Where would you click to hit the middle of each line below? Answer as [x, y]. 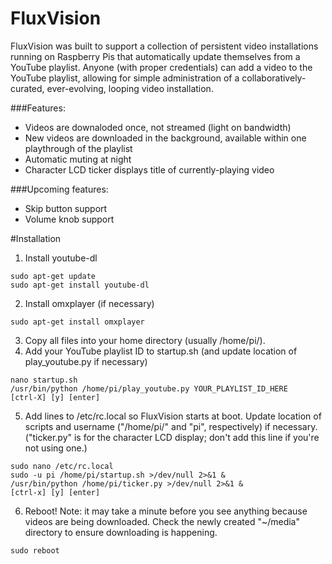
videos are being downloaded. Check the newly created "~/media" [162, 521]
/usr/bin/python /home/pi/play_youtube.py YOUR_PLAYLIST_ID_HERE [149, 388]
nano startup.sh [44, 380]
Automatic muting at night [78, 159]
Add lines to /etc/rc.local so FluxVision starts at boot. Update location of [173, 416]
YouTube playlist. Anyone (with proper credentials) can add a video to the [161, 67]
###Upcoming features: [59, 189]
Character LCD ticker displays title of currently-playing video [149, 169]
